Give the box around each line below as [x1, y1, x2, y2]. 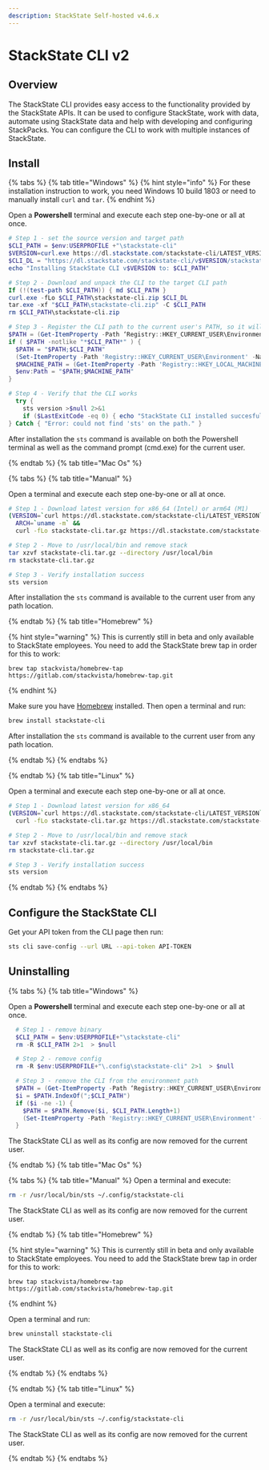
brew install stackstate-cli [8, 717, 106, 725]
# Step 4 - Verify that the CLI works [8, 390, 138, 398]
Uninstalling [8, 965, 70, 979]
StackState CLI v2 [8, 46, 130, 64]
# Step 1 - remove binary [15, 1025, 102, 1034]
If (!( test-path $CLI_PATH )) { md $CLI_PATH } [8, 286, 167, 294]
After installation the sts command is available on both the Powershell [8, 434, 239, 443]
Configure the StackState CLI [8, 906, 158, 919]
